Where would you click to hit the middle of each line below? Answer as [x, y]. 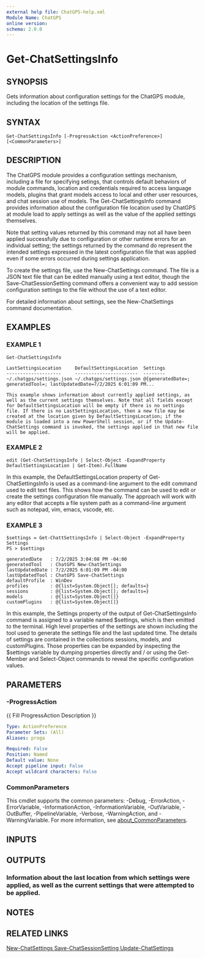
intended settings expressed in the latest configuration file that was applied [101, 252]
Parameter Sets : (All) [35, 732]
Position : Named [27, 755]
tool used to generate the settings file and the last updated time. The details [102, 633]
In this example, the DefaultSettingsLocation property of [77, 477]
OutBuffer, [19, 814]
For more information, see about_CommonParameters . [119, 820]
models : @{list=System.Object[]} [63, 597]
